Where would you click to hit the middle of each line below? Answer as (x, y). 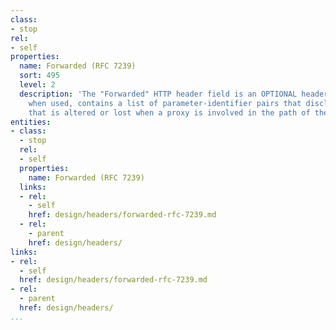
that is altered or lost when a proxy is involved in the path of (169, 112)
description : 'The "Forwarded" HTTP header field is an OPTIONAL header (174, 94)
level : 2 (37, 85)
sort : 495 (39, 76)
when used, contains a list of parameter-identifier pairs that (165, 103)
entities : (31, 122)
